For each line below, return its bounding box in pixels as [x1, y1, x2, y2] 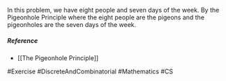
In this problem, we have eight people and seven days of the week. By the [7, 6, 220, 14]
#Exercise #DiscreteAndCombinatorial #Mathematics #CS [7, 67, 173, 75]
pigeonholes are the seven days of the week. [7, 21, 137, 28]
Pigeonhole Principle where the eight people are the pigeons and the [7, 13, 204, 21]
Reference [7, 36, 38, 44]
